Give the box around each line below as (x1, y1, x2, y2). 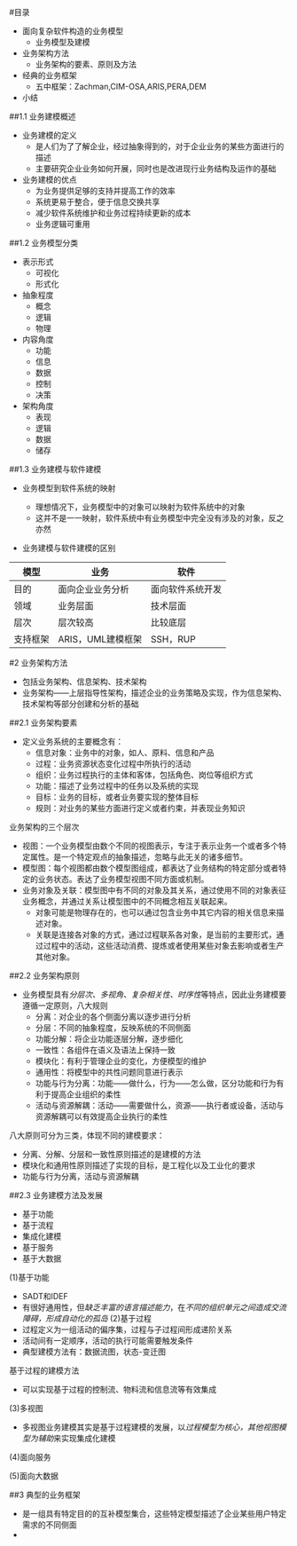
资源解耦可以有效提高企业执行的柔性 (35, 1111, 168, 1122)
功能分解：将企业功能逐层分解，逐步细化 (35, 1034, 184, 1044)
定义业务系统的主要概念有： (21, 737, 124, 746)
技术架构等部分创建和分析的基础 (21, 698, 139, 709)
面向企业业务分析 (58, 583, 130, 596)
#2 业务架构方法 (9, 658, 68, 667)
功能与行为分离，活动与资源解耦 (21, 1171, 139, 1181)
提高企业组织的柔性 (51, 1089, 121, 1100)
